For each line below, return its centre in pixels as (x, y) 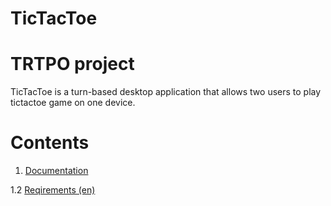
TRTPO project (72, 64)
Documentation (56, 171)
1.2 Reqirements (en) (53, 190)
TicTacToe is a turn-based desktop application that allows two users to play (166, 92)
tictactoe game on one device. (73, 103)
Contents (50, 143)
